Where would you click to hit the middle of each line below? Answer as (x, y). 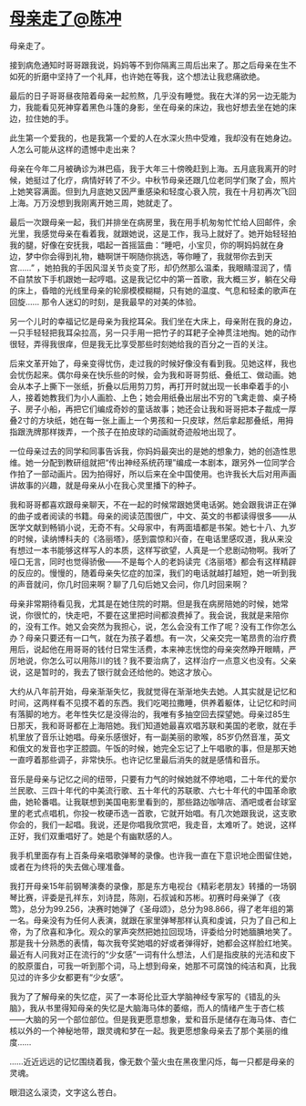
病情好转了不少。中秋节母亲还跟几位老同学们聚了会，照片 (189, 179)
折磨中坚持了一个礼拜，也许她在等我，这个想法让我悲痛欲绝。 (149, 76)
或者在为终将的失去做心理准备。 (69, 866)
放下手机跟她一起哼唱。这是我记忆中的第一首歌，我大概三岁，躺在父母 (165, 279)
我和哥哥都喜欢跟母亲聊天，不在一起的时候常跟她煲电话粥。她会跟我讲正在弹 (153, 504)
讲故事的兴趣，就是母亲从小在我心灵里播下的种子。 (105, 485)
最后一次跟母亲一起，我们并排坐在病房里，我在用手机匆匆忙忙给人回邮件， (149, 222)
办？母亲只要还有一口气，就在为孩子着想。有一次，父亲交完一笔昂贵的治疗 (149, 638)
